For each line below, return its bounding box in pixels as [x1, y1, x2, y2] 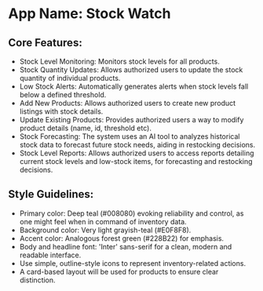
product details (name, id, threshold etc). [19, 123, 152, 133]
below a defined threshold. [19, 90, 107, 99]
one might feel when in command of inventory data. [19, 216, 187, 226]
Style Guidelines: [8, 187, 94, 201]
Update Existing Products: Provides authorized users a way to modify [19, 115, 244, 124]
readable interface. [19, 250, 82, 260]
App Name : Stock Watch [8, 5, 171, 23]
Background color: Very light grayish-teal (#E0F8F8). [19, 225, 192, 235]
